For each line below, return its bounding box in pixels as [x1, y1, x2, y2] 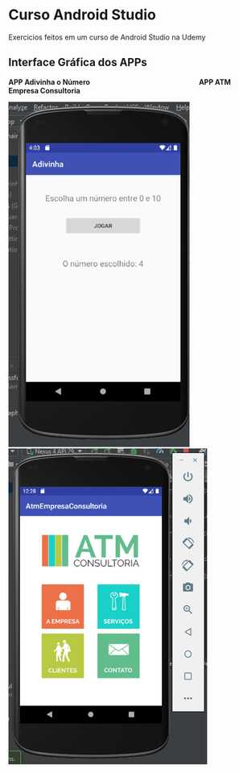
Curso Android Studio [8, 6, 157, 24]
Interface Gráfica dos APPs [8, 56, 147, 69]
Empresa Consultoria [8, 85, 80, 95]
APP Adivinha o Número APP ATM [8, 77, 232, 86]
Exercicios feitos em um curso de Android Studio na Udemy [8, 32, 206, 42]
